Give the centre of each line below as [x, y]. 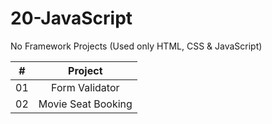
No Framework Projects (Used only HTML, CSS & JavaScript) [136, 46]
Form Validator [85, 87]
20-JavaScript [71, 18]
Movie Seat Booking [85, 104]
